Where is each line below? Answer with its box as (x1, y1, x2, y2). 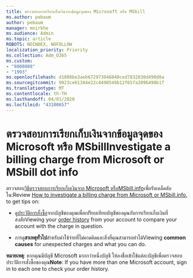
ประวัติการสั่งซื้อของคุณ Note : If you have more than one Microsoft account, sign (6, 259, 187, 266)
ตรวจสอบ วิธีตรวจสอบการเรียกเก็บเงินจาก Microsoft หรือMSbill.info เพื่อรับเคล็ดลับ (6, 185, 172, 192)
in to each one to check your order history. (6, 266, 109, 273)
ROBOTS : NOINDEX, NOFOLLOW (6, 42, 72, 48)
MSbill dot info (6, 166, 78, 178)
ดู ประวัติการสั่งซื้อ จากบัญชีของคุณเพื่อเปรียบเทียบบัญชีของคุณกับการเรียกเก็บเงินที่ (14, 210, 168, 217)
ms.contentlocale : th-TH (6, 91, 67, 97)
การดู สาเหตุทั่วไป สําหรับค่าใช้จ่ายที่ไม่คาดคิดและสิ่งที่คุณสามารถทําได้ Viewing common (14, 234, 187, 241)
